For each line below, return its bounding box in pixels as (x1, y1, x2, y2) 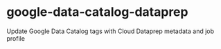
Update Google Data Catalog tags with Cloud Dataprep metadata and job (6, 27, 215, 35)
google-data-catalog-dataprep (6, 4, 188, 20)
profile (6, 34, 26, 42)
